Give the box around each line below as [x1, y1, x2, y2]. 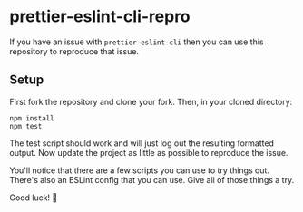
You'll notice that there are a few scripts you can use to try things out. [9, 165, 270, 176]
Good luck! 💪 [9, 192, 58, 203]
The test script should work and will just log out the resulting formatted [9, 138, 275, 149]
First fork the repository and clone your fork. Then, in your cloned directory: [9, 96, 293, 107]
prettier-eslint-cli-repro [9, 6, 191, 27]
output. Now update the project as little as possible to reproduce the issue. [9, 147, 288, 158]
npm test [9, 121, 43, 130]
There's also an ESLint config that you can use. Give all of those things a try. [9, 174, 295, 185]
